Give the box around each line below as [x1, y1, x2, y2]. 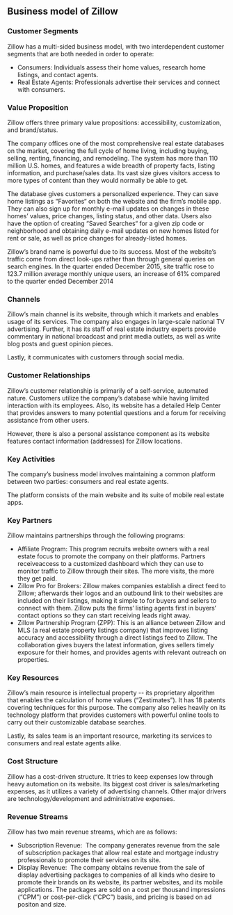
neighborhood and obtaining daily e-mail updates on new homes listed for [7, 226, 219, 235]
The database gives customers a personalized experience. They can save [7, 189, 219, 197]
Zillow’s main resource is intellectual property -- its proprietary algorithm [7, 688, 215, 697]
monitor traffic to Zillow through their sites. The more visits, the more [17, 567, 214, 576]
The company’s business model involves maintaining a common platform [7, 469, 216, 478]
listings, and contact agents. [17, 70, 99, 79]
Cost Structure [7, 756, 58, 766]
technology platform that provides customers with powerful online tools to [7, 711, 220, 719]
